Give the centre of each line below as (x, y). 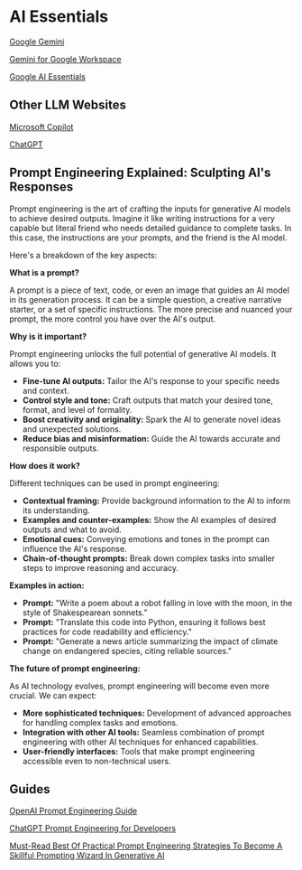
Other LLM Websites (68, 105)
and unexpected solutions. (72, 429)
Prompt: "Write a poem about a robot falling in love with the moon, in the (157, 603)
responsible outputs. (60, 448)
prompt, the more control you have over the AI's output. (113, 319)
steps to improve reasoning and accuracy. (100, 567)
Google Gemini (37, 42)
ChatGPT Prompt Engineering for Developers (93, 828)
